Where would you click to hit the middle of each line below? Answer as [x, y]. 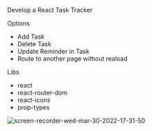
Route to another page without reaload [73, 59]
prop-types [33, 107]
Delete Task [34, 44]
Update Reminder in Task [53, 51]
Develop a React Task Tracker [50, 10]
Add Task [31, 37]
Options [18, 23]
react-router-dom [42, 93]
